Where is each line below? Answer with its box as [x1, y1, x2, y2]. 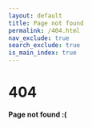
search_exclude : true [8, 42, 81, 50]
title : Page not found [8, 19, 84, 27]
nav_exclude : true [8, 34, 70, 42]
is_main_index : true [8, 49, 78, 57]
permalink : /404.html [8, 26, 81, 34]
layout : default [8, 11, 62, 20]
